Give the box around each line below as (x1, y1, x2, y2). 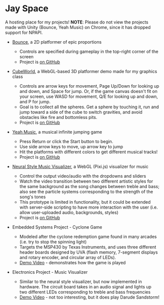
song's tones (19, 194, 46, 200)
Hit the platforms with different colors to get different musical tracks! (19, 149, 158, 155)
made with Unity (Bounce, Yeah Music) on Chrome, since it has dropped (5, 24, 151, 30)
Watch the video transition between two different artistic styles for (19, 178, 153, 184)
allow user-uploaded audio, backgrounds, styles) (19, 209, 118, 215)
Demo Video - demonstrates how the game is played (19, 259, 126, 265)
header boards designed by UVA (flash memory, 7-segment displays (19, 249, 158, 255)
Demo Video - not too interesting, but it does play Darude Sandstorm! (19, 294, 160, 300)
